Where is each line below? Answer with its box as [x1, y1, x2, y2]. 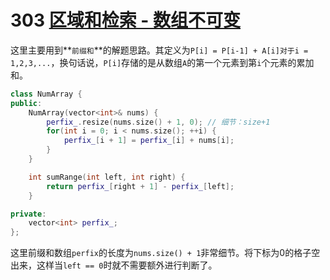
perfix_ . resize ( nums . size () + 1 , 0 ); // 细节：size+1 [46, 117, 271, 127]
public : [10, 98, 43, 108]
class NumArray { [10, 89, 83, 99]
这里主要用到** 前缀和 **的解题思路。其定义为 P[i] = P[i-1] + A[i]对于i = [10, 44, 309, 56]
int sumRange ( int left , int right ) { [28, 172, 186, 182]
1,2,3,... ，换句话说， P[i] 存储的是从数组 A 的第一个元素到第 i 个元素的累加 [10, 56, 315, 68]
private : [10, 209, 47, 219]
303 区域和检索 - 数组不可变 [10, 9, 242, 32]
